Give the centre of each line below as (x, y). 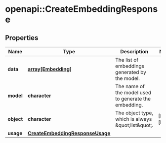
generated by (131, 72)
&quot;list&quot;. (134, 125)
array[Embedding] (50, 69)
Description (134, 52)
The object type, (134, 113)
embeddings (130, 66)
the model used (133, 92)
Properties (22, 38)
